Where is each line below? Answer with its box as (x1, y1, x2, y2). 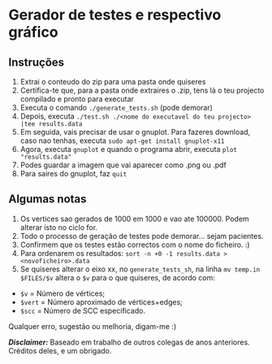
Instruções (8, 55, 65, 69)
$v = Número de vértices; (19, 288, 106, 298)
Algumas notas (8, 193, 87, 206)
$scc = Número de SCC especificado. (19, 305, 146, 315)
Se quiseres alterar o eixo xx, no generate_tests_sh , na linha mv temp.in (19, 264, 261, 274)
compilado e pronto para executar (19, 94, 134, 103)
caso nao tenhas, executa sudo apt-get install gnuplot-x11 (19, 136, 225, 145)
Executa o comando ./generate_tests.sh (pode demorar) (19, 103, 214, 112)
